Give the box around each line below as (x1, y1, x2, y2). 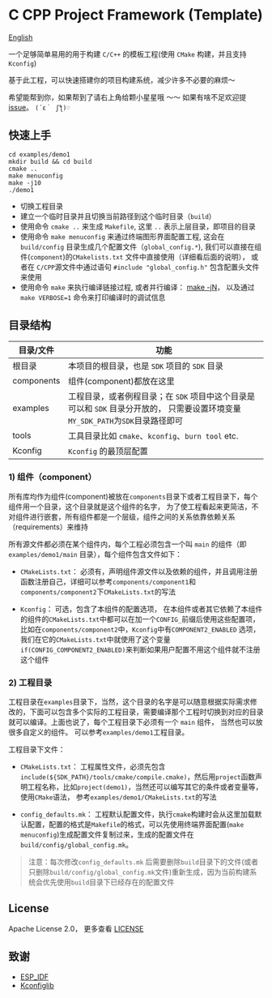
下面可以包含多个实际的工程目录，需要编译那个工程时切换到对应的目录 (29, 707, 264, 717)
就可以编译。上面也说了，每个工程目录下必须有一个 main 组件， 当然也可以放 (8, 717, 263, 727)
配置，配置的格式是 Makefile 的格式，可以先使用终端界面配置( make (27, 820, 244, 829)
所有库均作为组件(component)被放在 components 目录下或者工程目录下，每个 (8, 491, 258, 501)
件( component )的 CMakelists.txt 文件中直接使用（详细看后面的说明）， (19, 251, 249, 261)
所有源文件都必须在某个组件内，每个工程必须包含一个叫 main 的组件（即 (8, 539, 247, 549)
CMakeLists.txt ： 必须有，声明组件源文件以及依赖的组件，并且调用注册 (19, 566, 257, 576)
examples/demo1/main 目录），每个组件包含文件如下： (8, 549, 182, 559)
